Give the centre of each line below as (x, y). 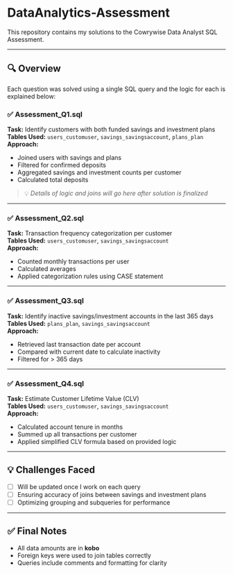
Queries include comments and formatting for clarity (92, 563)
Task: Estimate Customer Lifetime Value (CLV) (74, 398)
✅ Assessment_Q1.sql (45, 114)
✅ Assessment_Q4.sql (46, 384)
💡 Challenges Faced (51, 470)
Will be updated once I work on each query (79, 486)
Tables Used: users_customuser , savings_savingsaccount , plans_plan (105, 137)
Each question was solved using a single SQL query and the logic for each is (116, 89)
